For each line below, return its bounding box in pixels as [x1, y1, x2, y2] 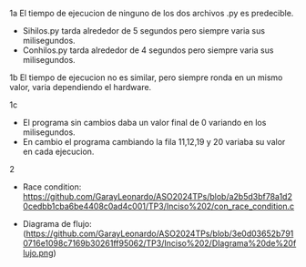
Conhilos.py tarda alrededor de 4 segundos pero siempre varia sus [22, 45, 274, 56]
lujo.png [22, 248, 54, 258]
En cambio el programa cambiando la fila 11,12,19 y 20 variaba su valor [22, 137, 286, 147]
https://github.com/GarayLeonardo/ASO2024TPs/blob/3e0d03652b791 [25, 228, 294, 239]
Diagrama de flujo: [22, 219, 93, 229]
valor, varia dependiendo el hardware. [9, 82, 152, 92]
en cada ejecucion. [22, 146, 95, 157]
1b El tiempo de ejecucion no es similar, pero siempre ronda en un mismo [9, 72, 283, 83]
